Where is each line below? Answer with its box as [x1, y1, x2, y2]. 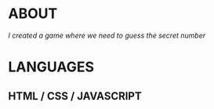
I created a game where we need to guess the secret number [8, 31, 206, 40]
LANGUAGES [8, 58, 95, 76]
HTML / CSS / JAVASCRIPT [8, 89, 143, 103]
